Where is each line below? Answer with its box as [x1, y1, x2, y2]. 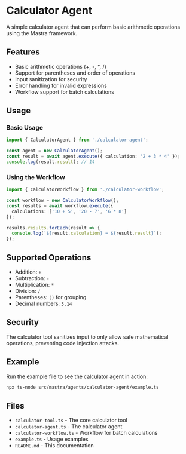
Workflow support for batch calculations [14, 88, 115, 96]
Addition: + [14, 268, 42, 275]
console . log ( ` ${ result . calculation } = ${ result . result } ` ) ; [11, 231, 162, 237]
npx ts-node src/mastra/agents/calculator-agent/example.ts [6, 384, 160, 390]
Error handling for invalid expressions [14, 82, 108, 89]
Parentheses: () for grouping [14, 294, 87, 301]
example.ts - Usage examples [14, 435, 89, 443]
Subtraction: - [14, 275, 50, 282]
